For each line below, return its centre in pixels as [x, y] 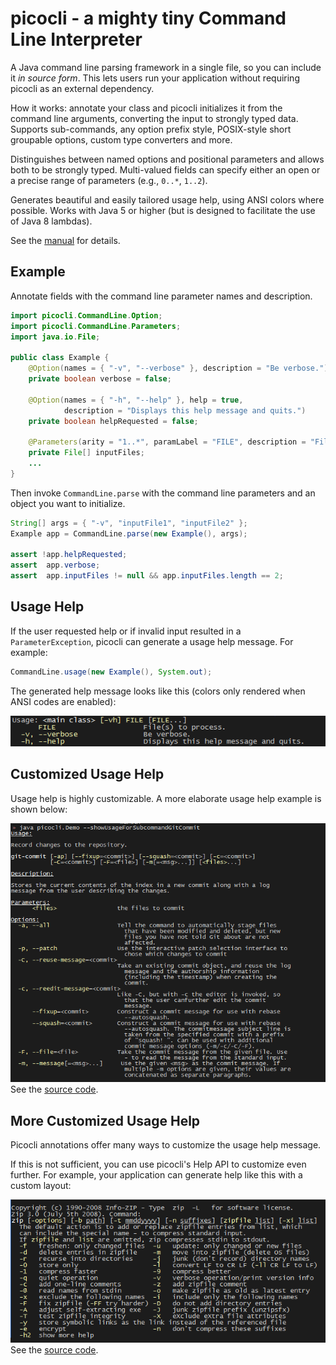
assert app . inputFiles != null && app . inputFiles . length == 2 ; [147, 576]
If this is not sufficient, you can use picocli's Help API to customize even [158, 1164]
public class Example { [60, 358]
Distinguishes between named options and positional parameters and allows [167, 159]
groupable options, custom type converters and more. [121, 139]
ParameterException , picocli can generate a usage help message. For [152, 641]
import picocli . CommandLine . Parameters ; [96, 326]
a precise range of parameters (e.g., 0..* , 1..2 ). [109, 180]
